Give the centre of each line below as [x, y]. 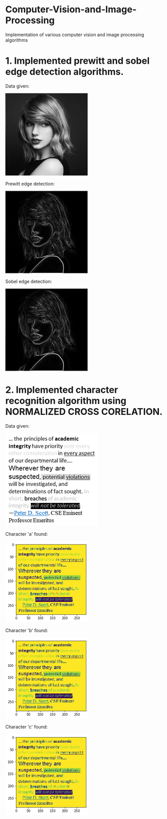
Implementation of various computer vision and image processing [75, 34]
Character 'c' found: [26, 726]
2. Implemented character [62, 390]
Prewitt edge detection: [30, 184]
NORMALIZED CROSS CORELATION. [84, 412]
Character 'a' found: [26, 534]
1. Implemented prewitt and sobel [78, 61]
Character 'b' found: [27, 630]
